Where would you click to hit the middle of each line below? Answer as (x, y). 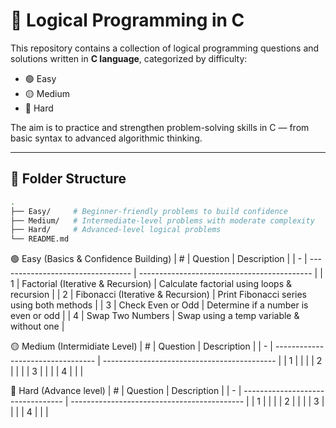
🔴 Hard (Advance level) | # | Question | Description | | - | (126, 391)
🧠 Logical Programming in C (127, 20)
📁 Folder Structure (68, 179)
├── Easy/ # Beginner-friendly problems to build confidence (149, 211)
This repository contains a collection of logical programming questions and (165, 48)
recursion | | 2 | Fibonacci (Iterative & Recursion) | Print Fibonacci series (158, 295)
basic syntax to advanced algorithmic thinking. (106, 138)
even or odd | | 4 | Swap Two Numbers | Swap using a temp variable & (155, 316)
